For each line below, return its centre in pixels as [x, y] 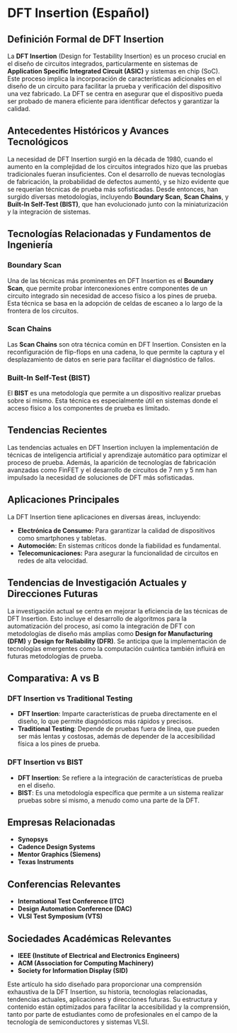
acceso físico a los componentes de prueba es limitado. [89, 408]
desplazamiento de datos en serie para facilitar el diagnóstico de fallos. [111, 359]
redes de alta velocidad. [53, 560]
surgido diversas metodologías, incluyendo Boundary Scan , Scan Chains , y [118, 197]
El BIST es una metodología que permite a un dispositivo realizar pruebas [114, 393]
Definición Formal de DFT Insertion [86, 39]
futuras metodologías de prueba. [55, 656]
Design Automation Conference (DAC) [75, 909]
